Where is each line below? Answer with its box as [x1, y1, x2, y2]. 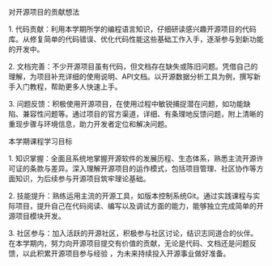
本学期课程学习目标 [8, 137, 73, 146]
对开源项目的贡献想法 [8, 7, 79, 16]
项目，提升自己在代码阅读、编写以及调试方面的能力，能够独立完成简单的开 [15, 201, 264, 210]
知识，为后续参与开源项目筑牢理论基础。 [15, 174, 151, 184]
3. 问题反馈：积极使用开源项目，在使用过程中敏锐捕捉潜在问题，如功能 [8, 99, 244, 108]
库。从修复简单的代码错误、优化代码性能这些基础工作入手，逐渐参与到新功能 [8, 35, 264, 44]
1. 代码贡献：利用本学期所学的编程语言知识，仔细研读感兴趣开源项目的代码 [8, 24, 257, 34]
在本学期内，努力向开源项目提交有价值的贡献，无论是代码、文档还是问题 [8, 239, 249, 248]
